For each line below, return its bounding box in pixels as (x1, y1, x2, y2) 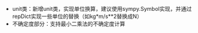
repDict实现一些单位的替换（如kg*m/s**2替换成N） (12, 13, 143, 20)
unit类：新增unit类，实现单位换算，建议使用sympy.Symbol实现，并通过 (12, 5, 192, 12)
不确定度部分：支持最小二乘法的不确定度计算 (12, 20, 126, 27)
